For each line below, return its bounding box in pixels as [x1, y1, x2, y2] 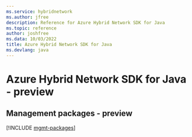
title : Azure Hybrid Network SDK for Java [6, 42, 112, 48]
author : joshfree [6, 31, 49, 37]
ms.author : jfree [6, 14, 49, 20]
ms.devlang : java [6, 47, 49, 53]
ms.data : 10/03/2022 [6, 36, 57, 42]
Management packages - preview [6, 109, 133, 119]
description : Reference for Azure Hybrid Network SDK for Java [6, 19, 165, 25]
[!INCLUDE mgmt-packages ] [6, 124, 76, 131]
